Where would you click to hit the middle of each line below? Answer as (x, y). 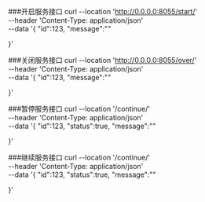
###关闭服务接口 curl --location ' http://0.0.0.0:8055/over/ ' (102, 60)
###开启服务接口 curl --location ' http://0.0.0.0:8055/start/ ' (103, 11)
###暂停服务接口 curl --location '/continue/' (79, 109)
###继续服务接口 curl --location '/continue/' (79, 157)
